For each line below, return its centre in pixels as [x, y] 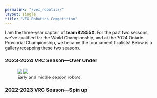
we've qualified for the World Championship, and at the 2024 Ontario [74, 38]
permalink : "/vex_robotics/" [35, 10]
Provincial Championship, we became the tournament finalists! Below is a [78, 43]
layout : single [20, 14]
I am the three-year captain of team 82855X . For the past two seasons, [77, 33]
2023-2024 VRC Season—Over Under [51, 60]
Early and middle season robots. [49, 77]
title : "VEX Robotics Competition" [41, 19]
